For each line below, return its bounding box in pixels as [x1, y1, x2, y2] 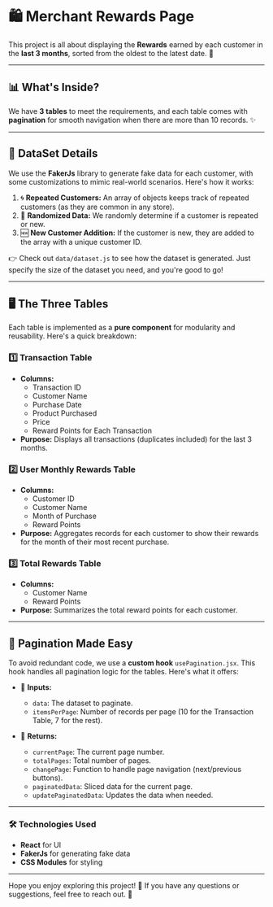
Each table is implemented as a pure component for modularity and [8, 323, 236, 333]
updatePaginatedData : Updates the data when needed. [32, 791, 214, 800]
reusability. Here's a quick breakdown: [8, 331, 136, 341]
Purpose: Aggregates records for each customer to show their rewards [19, 528, 259, 538]
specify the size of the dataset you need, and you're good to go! [8, 264, 223, 274]
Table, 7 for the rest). [32, 716, 103, 726]
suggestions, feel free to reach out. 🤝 [8, 889, 132, 900]
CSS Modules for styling [19, 857, 103, 867]
